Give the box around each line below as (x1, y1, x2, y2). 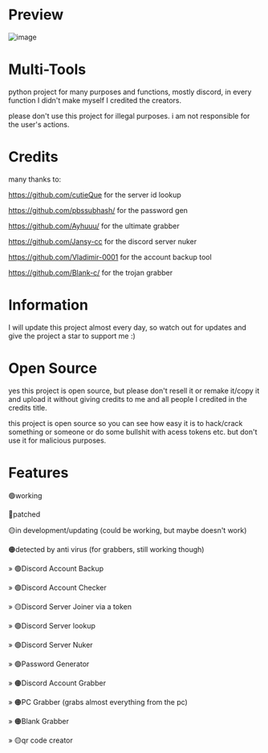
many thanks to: (8, 174, 62, 184)
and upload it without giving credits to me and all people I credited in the (8, 394, 247, 403)
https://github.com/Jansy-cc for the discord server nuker (8, 236, 197, 246)
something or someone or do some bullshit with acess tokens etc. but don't (8, 427, 258, 436)
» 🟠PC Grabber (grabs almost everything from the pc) (8, 697, 189, 706)
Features (8, 464, 69, 481)
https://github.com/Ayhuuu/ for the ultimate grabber (8, 221, 181, 231)
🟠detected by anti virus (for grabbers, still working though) (8, 544, 205, 554)
